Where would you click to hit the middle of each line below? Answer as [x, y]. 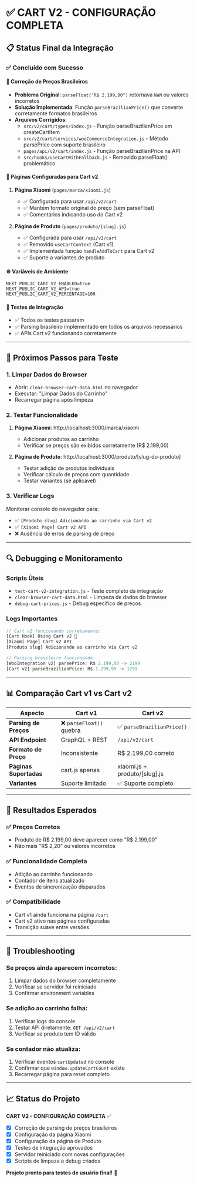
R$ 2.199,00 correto [146, 753]
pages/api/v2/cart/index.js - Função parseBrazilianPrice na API [102, 151]
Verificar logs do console [45, 1021]
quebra [71, 730]
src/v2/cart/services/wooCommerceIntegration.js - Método [96, 138]
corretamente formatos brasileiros [56, 113]
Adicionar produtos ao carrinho [61, 439]
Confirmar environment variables [55, 993]
